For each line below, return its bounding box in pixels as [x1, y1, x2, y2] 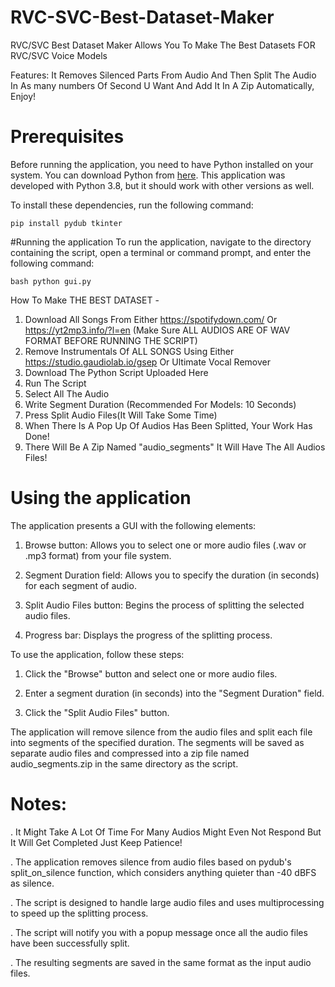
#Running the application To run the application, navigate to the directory [10, 236, 312, 248]
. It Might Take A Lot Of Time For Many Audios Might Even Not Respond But [10, 826, 322, 838]
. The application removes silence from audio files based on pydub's [10, 856, 292, 868]
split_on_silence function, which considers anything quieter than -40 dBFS [10, 866, 317, 878]
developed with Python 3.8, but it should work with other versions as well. [10, 179, 315, 191]
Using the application [10, 487, 192, 510]
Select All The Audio [24, 387, 110, 400]
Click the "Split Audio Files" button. [24, 706, 170, 718]
